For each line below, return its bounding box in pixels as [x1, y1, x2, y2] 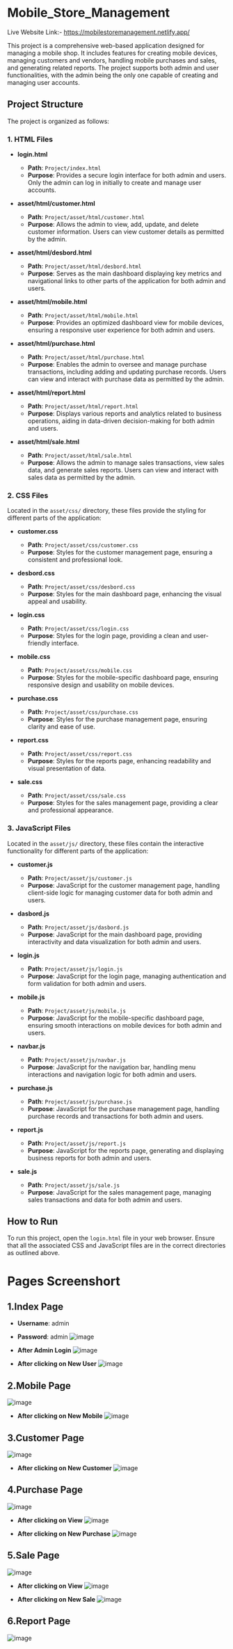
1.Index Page [7, 1301, 64, 1313]
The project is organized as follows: [7, 117, 110, 125]
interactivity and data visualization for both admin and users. [27, 937, 202, 946]
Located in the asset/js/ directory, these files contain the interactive [7, 839, 204, 847]
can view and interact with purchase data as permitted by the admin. [27, 375, 225, 383]
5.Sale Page [7, 1550, 61, 1561]
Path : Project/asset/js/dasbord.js [27, 923, 129, 931]
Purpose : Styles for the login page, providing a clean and [27, 632, 193, 640]
